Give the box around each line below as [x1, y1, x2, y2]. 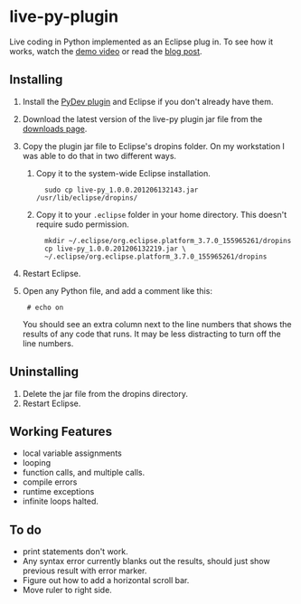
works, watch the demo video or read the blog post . [9, 45, 202, 56]
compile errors [22, 477, 78, 487]
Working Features [9, 423, 113, 439]
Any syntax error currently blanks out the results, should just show [22, 556, 270, 567]
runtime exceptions [22, 486, 95, 497]
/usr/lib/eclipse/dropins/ [35, 193, 138, 203]
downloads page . [22, 123, 88, 134]
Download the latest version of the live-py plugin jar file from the [22, 113, 263, 124]
